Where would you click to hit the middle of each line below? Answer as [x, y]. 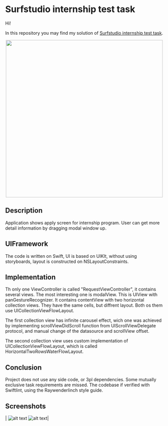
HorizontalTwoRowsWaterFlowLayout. [44, 351]
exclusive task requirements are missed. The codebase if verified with [77, 385]
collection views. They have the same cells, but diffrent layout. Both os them [84, 305]
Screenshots [26, 406]
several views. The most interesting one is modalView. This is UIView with [81, 295]
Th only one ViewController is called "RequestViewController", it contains [81, 289]
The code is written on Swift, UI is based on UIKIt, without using [71, 256]
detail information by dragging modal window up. [56, 228]
